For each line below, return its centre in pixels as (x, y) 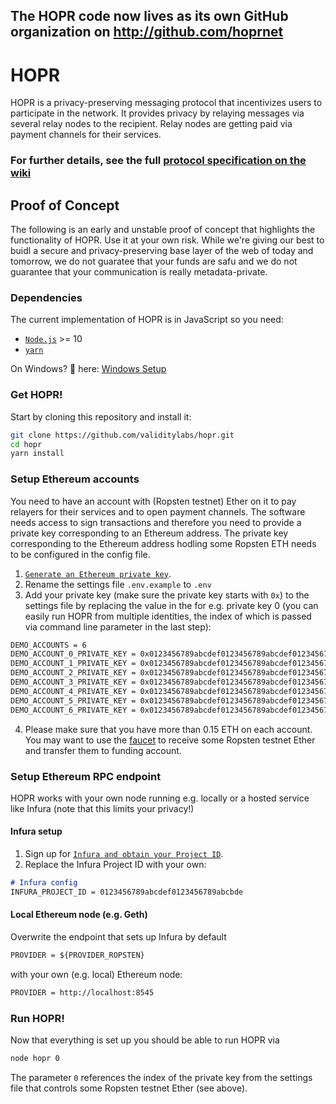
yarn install (37, 454)
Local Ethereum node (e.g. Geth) (79, 915)
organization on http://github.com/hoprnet (147, 32)
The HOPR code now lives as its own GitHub (149, 16)
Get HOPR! (36, 395)
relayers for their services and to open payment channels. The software (158, 511)
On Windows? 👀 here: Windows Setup (88, 369)
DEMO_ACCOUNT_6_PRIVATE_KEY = (73, 710)
